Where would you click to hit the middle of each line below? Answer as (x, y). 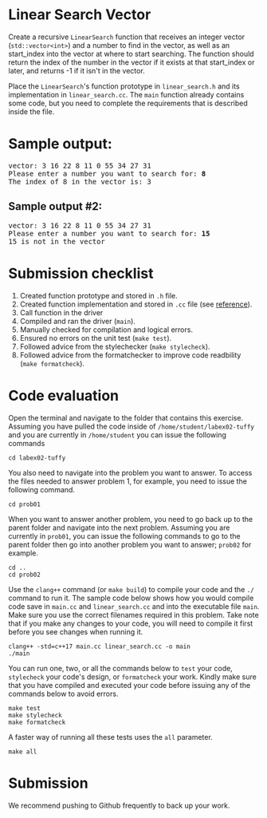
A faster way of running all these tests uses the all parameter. (110, 737)
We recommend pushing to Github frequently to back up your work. (119, 805)
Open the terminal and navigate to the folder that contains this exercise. (126, 417)
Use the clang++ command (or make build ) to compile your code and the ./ (132, 589)
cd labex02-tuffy (37, 458)
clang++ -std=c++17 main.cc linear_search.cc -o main (100, 646)
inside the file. (31, 111)
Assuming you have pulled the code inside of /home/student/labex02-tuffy (132, 426)
